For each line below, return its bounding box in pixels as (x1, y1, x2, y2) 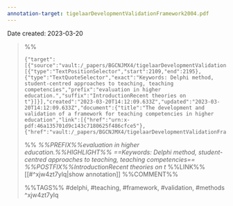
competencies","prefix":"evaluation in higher (24, 86, 162, 93)
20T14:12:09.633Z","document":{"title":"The (24, 104, 155, 111)
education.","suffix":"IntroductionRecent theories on (24, 92, 187, 99)
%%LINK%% (167, 162, 206, 171)
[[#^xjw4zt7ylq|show (24, 170, 85, 178)
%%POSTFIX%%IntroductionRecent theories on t (24, 162, 166, 171)
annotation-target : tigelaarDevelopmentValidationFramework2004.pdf (7, 10, 209, 17)
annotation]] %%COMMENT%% (85, 170, 179, 178)
